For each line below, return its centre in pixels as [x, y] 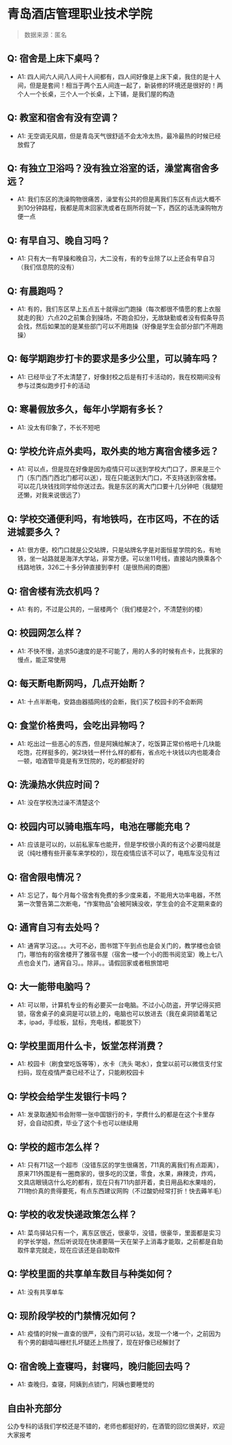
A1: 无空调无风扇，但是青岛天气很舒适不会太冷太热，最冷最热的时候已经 [119, 136]
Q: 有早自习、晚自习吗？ [59, 240]
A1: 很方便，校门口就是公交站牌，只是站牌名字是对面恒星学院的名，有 [116, 550]
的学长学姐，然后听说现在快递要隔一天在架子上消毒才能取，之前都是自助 [120, 1241]
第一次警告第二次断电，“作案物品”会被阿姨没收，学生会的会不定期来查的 [120, 903]
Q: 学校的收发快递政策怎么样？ [72, 1215]
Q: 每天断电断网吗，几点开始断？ [77, 683]
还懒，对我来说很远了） [50, 495]
